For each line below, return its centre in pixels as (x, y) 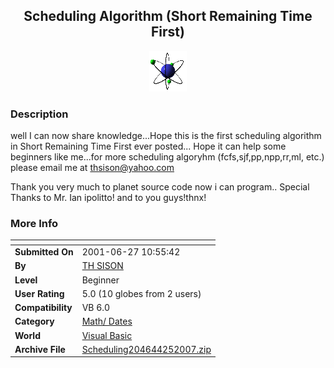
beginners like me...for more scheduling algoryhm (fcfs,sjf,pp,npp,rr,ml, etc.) (167, 157)
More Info (34, 224)
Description (39, 114)
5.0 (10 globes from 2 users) (141, 293)
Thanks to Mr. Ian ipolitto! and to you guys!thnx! (108, 198)
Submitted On (44, 252)
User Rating (39, 293)
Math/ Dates (107, 321)
